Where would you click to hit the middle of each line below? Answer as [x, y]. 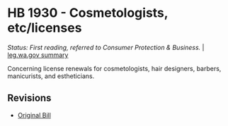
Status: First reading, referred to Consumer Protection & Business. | [106, 47]
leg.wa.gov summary [38, 55]
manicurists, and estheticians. [51, 76]
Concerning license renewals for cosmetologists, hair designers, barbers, [114, 68]
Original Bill [34, 115]
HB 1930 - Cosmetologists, [88, 13]
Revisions [29, 98]
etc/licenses [45, 28]
